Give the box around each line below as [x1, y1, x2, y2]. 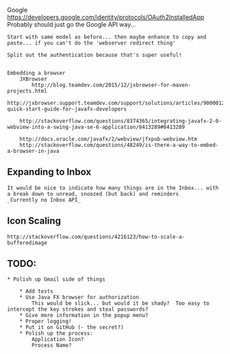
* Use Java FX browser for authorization [19, 294, 139, 301]
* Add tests [19, 288, 53, 295]
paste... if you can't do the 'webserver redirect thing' [7, 40, 176, 47]
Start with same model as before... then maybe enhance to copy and [7, 34, 207, 40]
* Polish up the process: [19, 330, 94, 337]
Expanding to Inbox [7, 166, 92, 178]
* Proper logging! [19, 318, 72, 325]
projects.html [7, 88, 48, 95]
